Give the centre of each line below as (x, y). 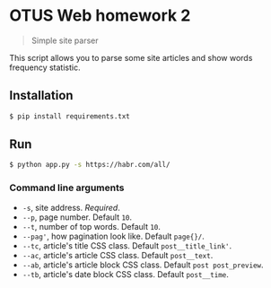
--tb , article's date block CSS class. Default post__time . (125, 274)
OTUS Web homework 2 (100, 16)
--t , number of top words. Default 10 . (92, 226)
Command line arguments (67, 188)
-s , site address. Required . (71, 207)
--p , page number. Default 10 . (77, 217)
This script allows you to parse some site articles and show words (131, 57)
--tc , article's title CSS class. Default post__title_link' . (127, 245)
